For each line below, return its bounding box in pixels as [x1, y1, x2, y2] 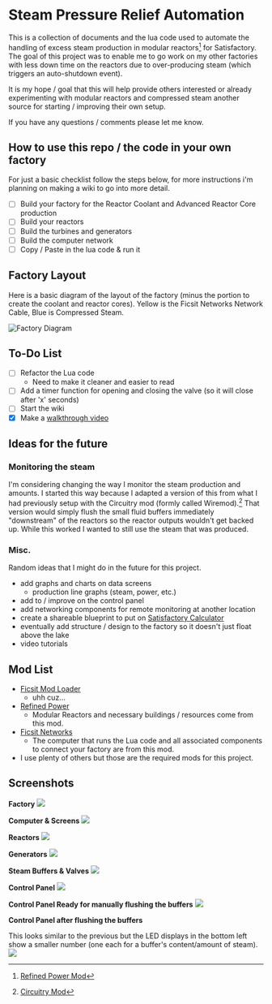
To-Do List [8, 347, 62, 360]
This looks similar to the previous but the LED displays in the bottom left [8, 931, 248, 941]
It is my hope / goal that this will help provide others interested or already [8, 84, 253, 94]
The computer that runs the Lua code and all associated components [32, 736, 263, 746]
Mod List [8, 662, 53, 676]
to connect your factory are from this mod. [32, 744, 175, 754]
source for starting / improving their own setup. [8, 101, 166, 111]
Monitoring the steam [8, 461, 96, 472]
